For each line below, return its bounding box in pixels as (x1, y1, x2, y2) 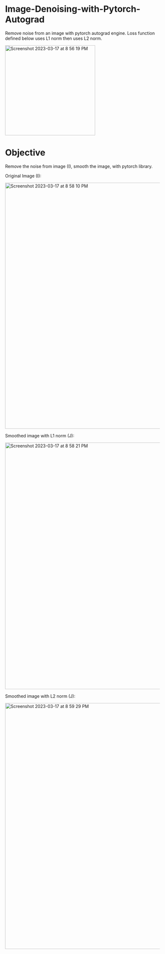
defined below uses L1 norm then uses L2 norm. (5, 35, 102, 41)
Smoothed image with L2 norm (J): (5, 693, 76, 699)
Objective (5, 147, 46, 158)
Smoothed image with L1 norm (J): (5, 432, 75, 438)
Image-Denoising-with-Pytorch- (5, 3, 141, 15)
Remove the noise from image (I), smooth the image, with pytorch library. (5, 163, 153, 169)
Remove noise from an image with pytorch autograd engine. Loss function (5, 30, 155, 36)
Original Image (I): (5, 173, 42, 179)
